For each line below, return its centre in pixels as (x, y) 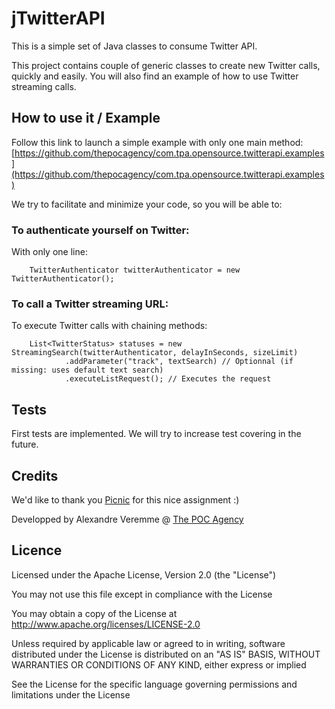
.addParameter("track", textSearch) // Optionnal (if (179, 362)
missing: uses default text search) (87, 370)
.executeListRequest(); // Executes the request (168, 379)
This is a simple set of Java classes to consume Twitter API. (134, 46)
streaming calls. (44, 86)
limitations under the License (71, 694)
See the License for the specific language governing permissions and (154, 684)
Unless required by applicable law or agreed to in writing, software (148, 643)
